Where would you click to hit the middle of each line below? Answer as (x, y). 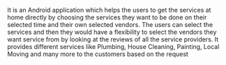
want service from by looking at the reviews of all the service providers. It (113, 39)
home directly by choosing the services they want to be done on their (107, 17)
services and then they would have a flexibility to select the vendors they (112, 32)
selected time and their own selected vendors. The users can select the (110, 25)
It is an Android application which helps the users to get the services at (109, 10)
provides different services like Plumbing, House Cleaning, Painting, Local (113, 47)
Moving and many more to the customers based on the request (98, 54)
